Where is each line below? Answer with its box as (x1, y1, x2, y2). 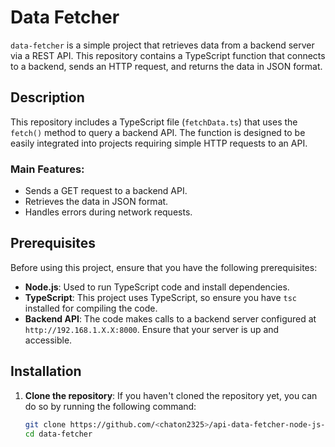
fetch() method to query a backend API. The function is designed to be (10, 126, 306, 138)
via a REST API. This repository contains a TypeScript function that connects (10, 49, 326, 61)
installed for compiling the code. (24, 302, 158, 314)
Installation (10, 363, 82, 380)
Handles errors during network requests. (24, 206, 193, 218)
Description (10, 89, 85, 106)
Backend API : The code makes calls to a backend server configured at (24, 312, 317, 325)
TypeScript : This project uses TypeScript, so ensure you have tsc (24, 291, 297, 303)
